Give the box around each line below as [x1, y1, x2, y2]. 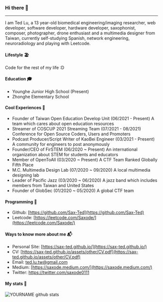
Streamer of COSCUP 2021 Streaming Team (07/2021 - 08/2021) [12, 126, 141, 131]
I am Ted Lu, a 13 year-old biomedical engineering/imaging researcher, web [5, 20, 156, 26]
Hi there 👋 [5, 4, 29, 11]
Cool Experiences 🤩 [5, 105, 45, 111]
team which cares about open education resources [12, 121, 114, 127]
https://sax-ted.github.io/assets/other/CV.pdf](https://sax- [21, 249, 138, 255]
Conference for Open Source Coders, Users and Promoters [12, 131, 131, 137]
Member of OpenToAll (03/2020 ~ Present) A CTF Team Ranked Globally [12, 157, 158, 162]
